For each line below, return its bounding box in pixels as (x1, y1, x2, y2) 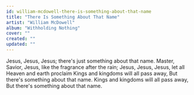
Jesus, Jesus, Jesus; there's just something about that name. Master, (6, 57, 175, 65)
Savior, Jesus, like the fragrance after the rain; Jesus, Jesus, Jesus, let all (6, 63, 185, 70)
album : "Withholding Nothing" (6, 25, 81, 31)
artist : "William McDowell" (6, 19, 75, 25)
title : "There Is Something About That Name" (6, 14, 120, 20)
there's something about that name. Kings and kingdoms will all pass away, (6, 76, 189, 83)
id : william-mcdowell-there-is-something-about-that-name (6, 8, 152, 15)
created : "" (6, 36, 35, 42)
